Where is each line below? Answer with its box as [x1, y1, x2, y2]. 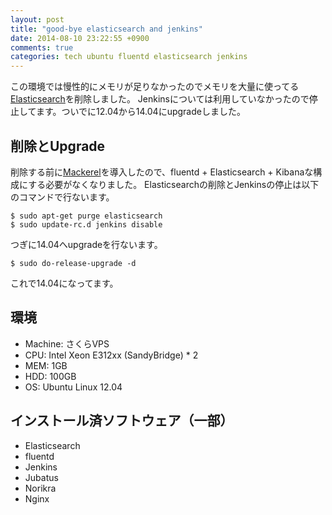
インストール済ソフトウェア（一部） [10, 412, 234, 430]
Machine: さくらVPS [24, 337, 110, 350]
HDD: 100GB [24, 370, 77, 382]
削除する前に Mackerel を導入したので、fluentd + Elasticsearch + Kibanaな [10, 166, 314, 178]
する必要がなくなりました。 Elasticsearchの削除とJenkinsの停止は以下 [28, 178, 320, 190]
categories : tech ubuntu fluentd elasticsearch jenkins [10, 52, 248, 62]
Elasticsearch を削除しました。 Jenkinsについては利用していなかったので [10, 93, 310, 105]
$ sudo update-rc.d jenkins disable [10, 219, 163, 230]
